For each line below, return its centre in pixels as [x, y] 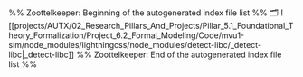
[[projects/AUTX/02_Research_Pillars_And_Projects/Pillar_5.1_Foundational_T [151, 26]
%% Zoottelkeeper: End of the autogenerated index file [179, 54]
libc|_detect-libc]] [41, 54]
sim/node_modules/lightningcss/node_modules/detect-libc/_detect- [135, 45]
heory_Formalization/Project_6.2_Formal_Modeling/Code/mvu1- [127, 35]
